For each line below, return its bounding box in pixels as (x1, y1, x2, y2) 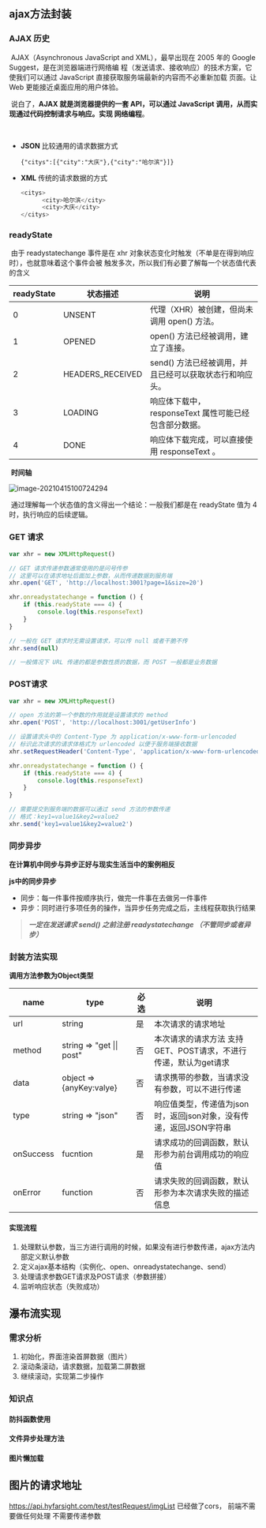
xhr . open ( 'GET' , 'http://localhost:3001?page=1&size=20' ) (9, 579, 204, 587)
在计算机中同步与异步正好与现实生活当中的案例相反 (9, 860, 175, 869)
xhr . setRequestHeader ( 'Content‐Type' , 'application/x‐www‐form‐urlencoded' (9, 747, 264, 756)
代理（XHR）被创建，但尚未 (149, 304, 253, 315)
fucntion (62, 1148, 93, 1159)
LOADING (62, 407, 99, 419)
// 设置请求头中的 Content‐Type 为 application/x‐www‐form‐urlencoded (9, 733, 237, 741)
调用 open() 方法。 (149, 316, 219, 327)
